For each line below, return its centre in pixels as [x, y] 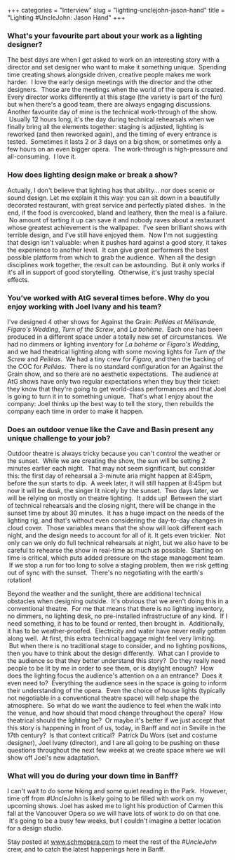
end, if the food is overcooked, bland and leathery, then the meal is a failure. [117, 213]
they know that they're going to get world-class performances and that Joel [117, 389]
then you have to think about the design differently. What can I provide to [113, 653]
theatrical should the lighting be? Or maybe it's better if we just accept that [116, 720]
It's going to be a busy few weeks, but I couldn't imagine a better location [115, 821]
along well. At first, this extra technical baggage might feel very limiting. [112, 638]
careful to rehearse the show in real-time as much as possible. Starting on [115, 551]
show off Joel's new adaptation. [54, 758]
